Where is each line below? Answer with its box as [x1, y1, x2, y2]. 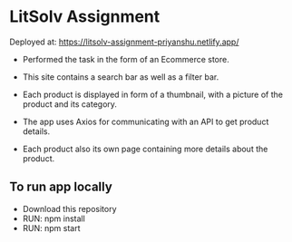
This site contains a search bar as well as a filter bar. [22, 71, 219, 82]
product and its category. [22, 98, 118, 110]
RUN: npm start [22, 222, 81, 233]
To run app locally [9, 179, 113, 195]
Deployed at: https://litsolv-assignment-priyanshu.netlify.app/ [9, 36, 239, 47]
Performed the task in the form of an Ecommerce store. [22, 53, 229, 64]
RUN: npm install [22, 213, 86, 224]
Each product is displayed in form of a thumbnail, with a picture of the [22, 89, 284, 100]
